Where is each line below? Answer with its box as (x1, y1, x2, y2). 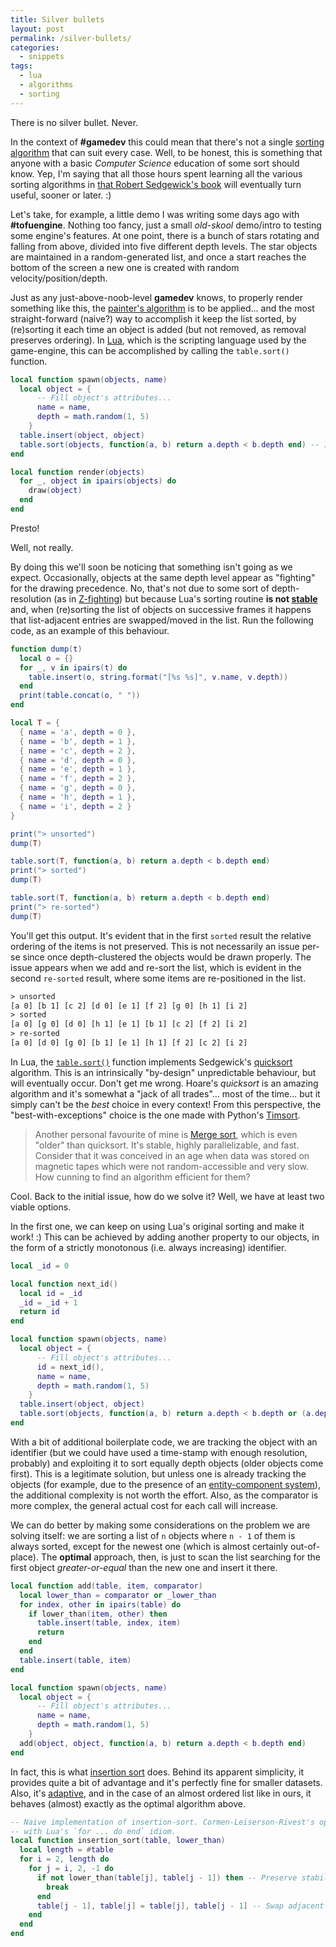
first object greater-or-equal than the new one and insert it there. (10, 1561, 278, 1573)
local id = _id (19, 1288, 83, 1298)
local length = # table (19, 1845, 114, 1855)
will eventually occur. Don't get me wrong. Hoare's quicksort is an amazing (10, 1077, 319, 1089)
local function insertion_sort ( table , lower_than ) (10, 1836, 226, 1846)
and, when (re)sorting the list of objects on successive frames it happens (10, 603, 312, 615)
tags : (10, 61, 33, 71)
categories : (10, 42, 60, 53)
